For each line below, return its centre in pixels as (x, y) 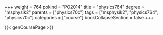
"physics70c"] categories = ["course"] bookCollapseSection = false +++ (79, 17)
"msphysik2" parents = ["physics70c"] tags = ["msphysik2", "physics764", (81, 12)
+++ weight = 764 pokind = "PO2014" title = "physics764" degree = (75, 7)
